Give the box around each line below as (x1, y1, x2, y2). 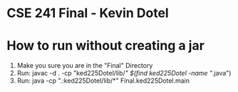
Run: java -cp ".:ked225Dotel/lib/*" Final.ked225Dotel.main (16, 76, 190, 85)
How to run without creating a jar (6, 38, 205, 54)
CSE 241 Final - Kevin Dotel (6, 5, 169, 21)
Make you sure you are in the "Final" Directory (16, 61, 153, 70)
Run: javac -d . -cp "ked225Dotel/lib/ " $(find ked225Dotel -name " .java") (16, 69, 232, 78)
